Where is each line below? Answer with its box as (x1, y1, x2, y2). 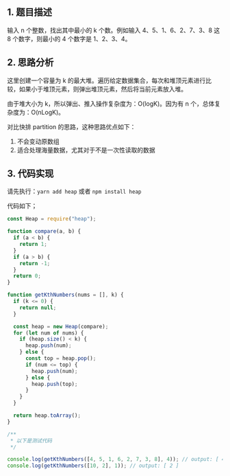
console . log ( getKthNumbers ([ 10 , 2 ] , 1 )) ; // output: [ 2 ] (7, 462, 179, 469)
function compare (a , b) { (7, 228, 81, 235)
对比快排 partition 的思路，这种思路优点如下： (7, 122, 136, 131)
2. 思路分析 (7, 57, 54, 69)
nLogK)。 (37, 108, 65, 116)
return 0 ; (13, 273, 41, 280)
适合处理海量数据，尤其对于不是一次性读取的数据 (16, 146, 155, 154)
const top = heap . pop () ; (25, 355, 97, 362)
